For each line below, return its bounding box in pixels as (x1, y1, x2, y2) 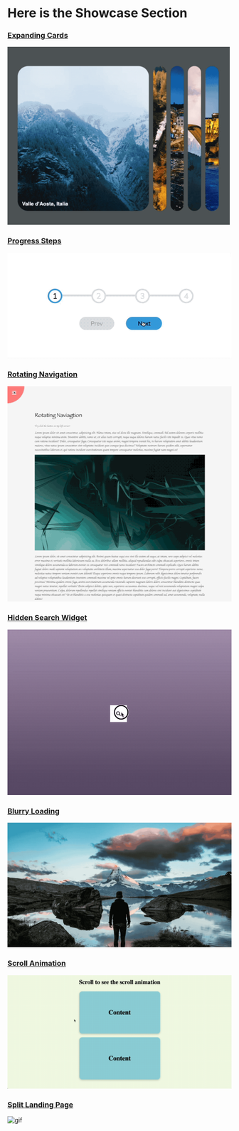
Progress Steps (7, 236, 62, 246)
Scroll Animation (7, 959, 66, 969)
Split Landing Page (7, 1100, 73, 1110)
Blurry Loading (7, 806, 60, 816)
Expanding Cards (7, 31, 69, 41)
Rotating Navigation (7, 369, 78, 379)
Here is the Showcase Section (7, 5, 188, 21)
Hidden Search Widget (7, 613, 87, 623)
